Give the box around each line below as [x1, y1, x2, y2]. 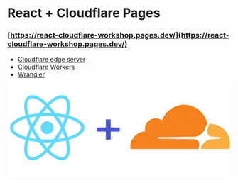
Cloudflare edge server [17, 55, 86, 64]
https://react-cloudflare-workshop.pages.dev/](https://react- [10, 30, 229, 40]
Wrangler [17, 70, 45, 79]
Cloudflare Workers [17, 62, 75, 72]
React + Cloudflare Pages [7, 5, 161, 21]
